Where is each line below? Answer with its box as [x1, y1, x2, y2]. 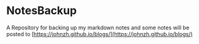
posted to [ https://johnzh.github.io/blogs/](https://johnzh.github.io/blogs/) [6, 30, 193, 37]
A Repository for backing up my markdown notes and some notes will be [6, 24, 190, 31]
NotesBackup [6, 4, 77, 18]
